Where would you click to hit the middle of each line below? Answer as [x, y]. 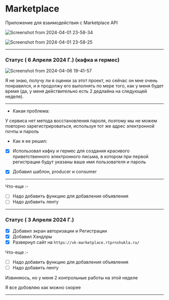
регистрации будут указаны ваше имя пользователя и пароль [79, 162]
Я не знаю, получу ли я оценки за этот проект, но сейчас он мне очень [81, 80]
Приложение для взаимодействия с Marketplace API [62, 23]
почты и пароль [22, 132]
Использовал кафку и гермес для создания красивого [71, 151]
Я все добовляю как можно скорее [43, 287]
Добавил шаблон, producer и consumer [55, 172]
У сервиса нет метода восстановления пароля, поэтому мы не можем [81, 121]
